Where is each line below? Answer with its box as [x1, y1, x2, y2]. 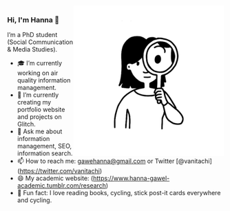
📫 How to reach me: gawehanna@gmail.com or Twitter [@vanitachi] [17, 157, 212, 166]
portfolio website [17, 105, 65, 114]
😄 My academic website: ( [17, 174, 94, 183]
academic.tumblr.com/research [17, 181, 107, 190]
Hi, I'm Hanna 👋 [7, 15, 60, 25]
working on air [17, 69, 59, 77]
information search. [17, 149, 73, 157]
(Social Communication [7, 38, 74, 46]
